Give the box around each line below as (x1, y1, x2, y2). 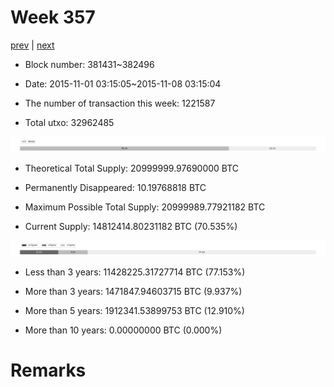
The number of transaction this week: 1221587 (24, 97, 216, 109)
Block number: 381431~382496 (24, 58, 155, 70)
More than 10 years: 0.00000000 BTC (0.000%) (24, 324, 223, 336)
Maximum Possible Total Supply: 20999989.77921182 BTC (24, 201, 266, 213)
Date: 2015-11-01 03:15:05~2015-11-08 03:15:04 (24, 77, 222, 90)
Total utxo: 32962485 (24, 116, 115, 128)
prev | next (10, 39, 55, 51)
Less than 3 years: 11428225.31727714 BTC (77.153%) (24, 266, 246, 278)
